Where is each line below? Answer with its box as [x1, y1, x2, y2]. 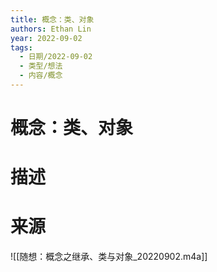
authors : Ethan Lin [10, 24, 92, 34]
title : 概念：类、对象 [10, 14, 95, 25]
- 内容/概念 [19, 71, 63, 81]
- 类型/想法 [19, 61, 63, 71]
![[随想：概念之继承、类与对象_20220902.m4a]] [10, 251, 208, 263]
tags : [10, 42, 33, 53]
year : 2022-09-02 [10, 33, 83, 43]
